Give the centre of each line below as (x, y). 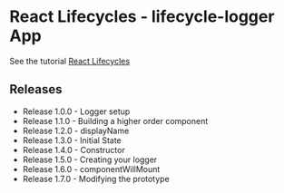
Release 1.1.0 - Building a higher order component (115, 121)
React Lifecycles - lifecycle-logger (142, 17)
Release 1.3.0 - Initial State (72, 140)
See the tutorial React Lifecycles (69, 61)
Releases (36, 89)
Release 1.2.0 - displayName (76, 130)
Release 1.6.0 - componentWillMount (91, 169)
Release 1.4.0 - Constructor (73, 150)
